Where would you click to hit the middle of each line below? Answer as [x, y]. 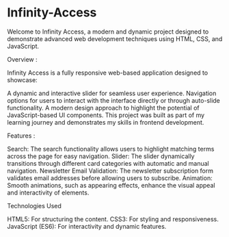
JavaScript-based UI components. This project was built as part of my [106, 115]
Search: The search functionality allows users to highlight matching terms [111, 149]
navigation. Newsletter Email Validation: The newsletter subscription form [110, 171]
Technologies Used [34, 205]
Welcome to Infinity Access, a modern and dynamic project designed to [108, 32]
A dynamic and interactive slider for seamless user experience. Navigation [112, 93]
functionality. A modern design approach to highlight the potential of [103, 108]
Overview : [22, 59]
